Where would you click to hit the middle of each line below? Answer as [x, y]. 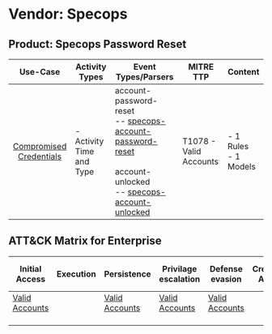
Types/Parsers [145, 77]
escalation [180, 279]
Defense [226, 268]
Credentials [40, 156]
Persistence [127, 274]
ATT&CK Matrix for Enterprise [85, 241]
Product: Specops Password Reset [98, 44]
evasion [226, 279]
